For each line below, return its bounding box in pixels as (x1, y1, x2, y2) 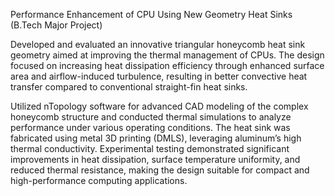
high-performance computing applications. (10, 175, 188, 186)
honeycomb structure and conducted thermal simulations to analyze (10, 111, 292, 123)
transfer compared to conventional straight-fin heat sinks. (10, 81, 248, 93)
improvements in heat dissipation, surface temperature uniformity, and (10, 154, 301, 165)
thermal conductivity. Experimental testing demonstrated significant (10, 143, 290, 154)
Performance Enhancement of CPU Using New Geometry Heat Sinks (10, 9, 293, 20)
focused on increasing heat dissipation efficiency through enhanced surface (10, 60, 325, 71)
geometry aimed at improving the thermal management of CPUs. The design (10, 49, 325, 61)
